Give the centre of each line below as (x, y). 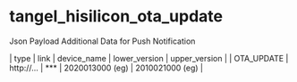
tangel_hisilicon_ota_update (116, 16)
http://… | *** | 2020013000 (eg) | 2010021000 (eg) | (106, 68)
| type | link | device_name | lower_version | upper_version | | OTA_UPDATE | (149, 58)
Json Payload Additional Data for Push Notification (102, 41)
